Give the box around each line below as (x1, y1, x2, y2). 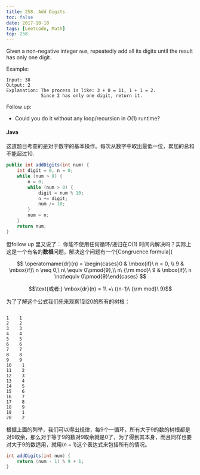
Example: (6, 65, 29, 72)
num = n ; (27, 212, 50, 219)
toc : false (6, 14, 33, 20)
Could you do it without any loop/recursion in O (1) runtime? (14, 115, 160, 122)
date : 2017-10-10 (6, 20, 50, 26)
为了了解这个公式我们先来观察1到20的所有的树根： (6, 298, 130, 305)
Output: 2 (6, 82, 31, 89)
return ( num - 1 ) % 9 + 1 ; (17, 458, 84, 464)
